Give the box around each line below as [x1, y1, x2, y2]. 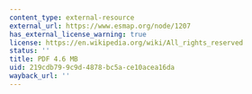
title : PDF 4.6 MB [9, 55, 78, 64]
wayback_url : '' [9, 72, 70, 81]
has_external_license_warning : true [9, 30, 147, 38]
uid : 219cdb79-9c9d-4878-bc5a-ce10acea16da [9, 64, 175, 73]
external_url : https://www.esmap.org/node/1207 [9, 21, 192, 30]
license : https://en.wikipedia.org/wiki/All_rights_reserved [9, 38, 244, 47]
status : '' [9, 47, 50, 56]
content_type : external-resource [9, 13, 135, 22]
